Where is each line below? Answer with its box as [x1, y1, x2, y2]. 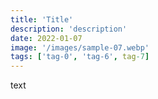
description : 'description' [10, 24, 128, 34]
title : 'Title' [10, 14, 74, 25]
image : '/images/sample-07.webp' [10, 42, 150, 53]
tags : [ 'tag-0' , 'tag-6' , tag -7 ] [10, 52, 150, 62]
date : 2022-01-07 [10, 33, 83, 43]
